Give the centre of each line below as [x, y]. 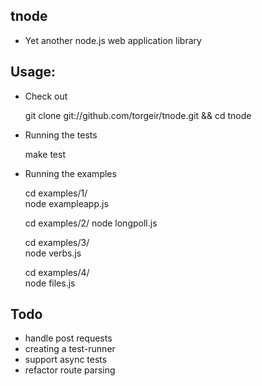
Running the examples [70, 173]
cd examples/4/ [57, 272]
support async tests [66, 360]
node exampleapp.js [66, 203]
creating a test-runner [70, 349]
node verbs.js [53, 253]
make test [45, 154]
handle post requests [68, 338]
